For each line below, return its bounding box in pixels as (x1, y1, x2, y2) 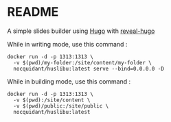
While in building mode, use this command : (7, 77, 131, 86)
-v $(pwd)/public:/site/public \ (13, 102, 109, 110)
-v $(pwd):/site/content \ (13, 97, 91, 103)
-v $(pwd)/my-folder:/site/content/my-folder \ (13, 59, 152, 66)
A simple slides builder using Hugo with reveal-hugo (7, 27, 155, 35)
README (7, 4, 59, 20)
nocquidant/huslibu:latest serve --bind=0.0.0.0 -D (13, 65, 165, 72)
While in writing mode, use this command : (7, 40, 128, 48)
